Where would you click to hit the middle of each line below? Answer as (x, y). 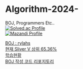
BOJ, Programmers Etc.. (30, 23)
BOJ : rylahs (18, 43)
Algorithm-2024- (42, 9)
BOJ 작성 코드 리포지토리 (29, 61)
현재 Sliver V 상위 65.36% (31, 49)
